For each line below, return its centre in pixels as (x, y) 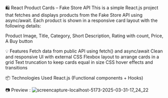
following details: (23, 26)
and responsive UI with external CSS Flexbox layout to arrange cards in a (82, 57)
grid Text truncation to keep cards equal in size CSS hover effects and (79, 62)
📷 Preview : (18, 90)
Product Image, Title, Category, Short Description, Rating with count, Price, (85, 36)
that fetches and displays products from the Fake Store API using (74, 15)
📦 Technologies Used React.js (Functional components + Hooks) (74, 78)
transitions (16, 68)
